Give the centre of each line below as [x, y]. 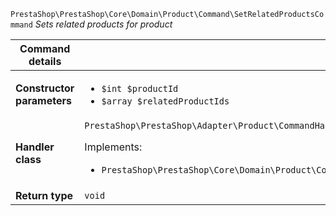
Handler [35, 147]
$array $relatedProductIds [165, 101]
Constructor [45, 88]
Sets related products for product [103, 24]
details [45, 61]
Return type [44, 195]
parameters [43, 100]
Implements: [113, 147]
